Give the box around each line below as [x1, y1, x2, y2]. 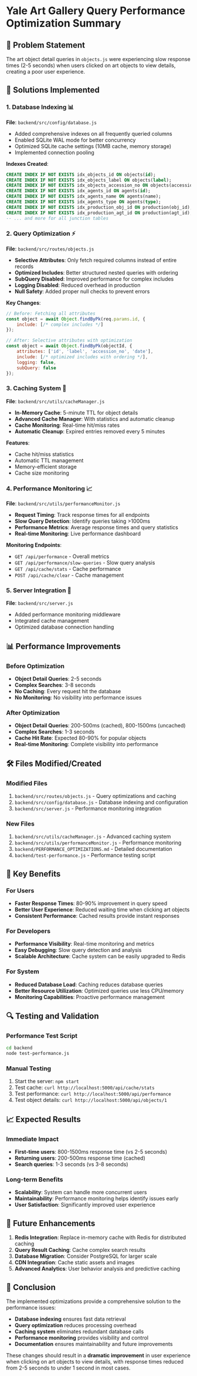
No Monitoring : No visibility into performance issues [14, 694, 142, 701]
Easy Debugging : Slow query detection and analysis [14, 947, 142, 954]
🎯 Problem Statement [6, 40, 86, 50]
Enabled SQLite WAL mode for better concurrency [14, 136, 136, 143]
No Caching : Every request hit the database [14, 688, 121, 695]
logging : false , [16, 359, 57, 365]
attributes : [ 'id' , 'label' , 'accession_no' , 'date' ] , [16, 349, 154, 355]
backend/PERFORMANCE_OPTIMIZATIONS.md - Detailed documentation [14, 846, 173, 853]
